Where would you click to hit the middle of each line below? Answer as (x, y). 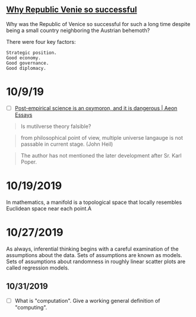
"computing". (31, 307)
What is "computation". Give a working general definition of (87, 300)
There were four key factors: (41, 41)
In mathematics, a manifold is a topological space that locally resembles (94, 202)
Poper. (29, 162)
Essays (23, 114)
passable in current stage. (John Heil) (67, 144)
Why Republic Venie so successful (72, 10)
